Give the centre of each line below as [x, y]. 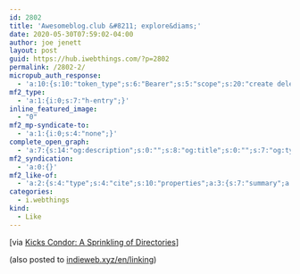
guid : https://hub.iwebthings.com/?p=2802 [89, 59]
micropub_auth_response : [55, 76]
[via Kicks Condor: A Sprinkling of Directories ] [94, 242]
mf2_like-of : [33, 175]
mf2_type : [28, 92]
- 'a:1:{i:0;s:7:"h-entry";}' [73, 100]
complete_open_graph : [50, 142]
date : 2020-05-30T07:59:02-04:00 [71, 34]
